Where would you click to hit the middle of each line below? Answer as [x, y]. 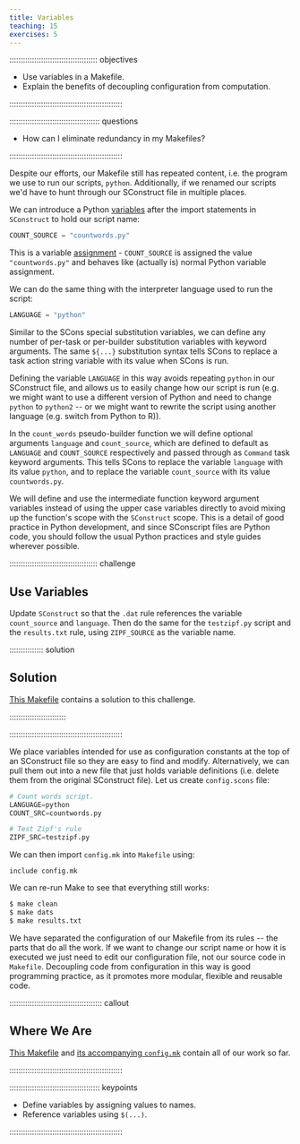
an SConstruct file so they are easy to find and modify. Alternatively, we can [149, 761]
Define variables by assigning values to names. [109, 1105]
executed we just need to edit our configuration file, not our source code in [147, 957]
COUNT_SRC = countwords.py [56, 813]
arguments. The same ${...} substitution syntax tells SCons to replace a [143, 351]
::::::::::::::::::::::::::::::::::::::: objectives [73, 60]
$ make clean [34, 904]
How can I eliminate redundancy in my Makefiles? [114, 139]
